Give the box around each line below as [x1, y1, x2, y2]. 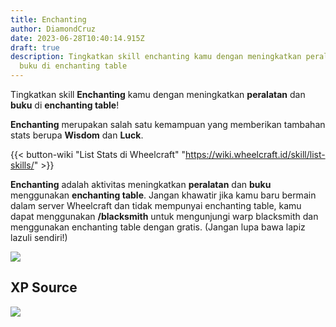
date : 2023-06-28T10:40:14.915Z [10, 33, 145, 43]
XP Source [10, 279, 78, 296]
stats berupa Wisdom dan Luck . [10, 129, 144, 141]
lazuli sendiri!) [10, 232, 68, 243]
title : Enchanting [10, 14, 87, 25]
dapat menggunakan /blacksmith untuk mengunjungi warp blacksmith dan [10, 211, 319, 222]
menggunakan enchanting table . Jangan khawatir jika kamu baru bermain [10, 189, 317, 201]
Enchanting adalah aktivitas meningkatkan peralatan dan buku [10, 179, 272, 190]
